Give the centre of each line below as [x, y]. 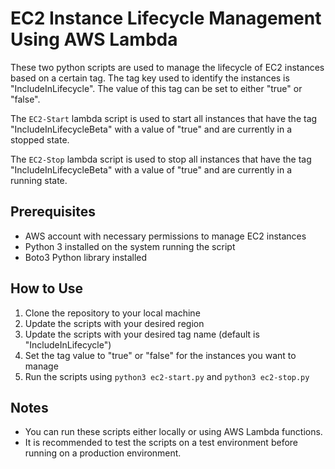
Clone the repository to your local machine [112, 313]
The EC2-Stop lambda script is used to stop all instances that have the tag [161, 159]
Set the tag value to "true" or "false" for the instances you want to [160, 355]
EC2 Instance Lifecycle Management [166, 18]
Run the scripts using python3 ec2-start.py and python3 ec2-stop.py [167, 376]
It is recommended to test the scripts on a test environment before [161, 443]
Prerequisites [53, 212]
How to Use [47, 288]
